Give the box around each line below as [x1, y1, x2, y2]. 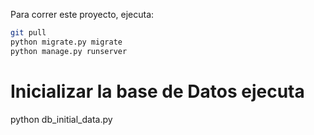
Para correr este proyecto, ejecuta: [10, 9, 155, 20]
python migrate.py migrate [10, 37, 123, 47]
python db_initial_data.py [10, 113, 113, 125]
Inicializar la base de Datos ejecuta [10, 80, 305, 103]
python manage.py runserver [10, 46, 128, 56]
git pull [10, 28, 47, 38]
